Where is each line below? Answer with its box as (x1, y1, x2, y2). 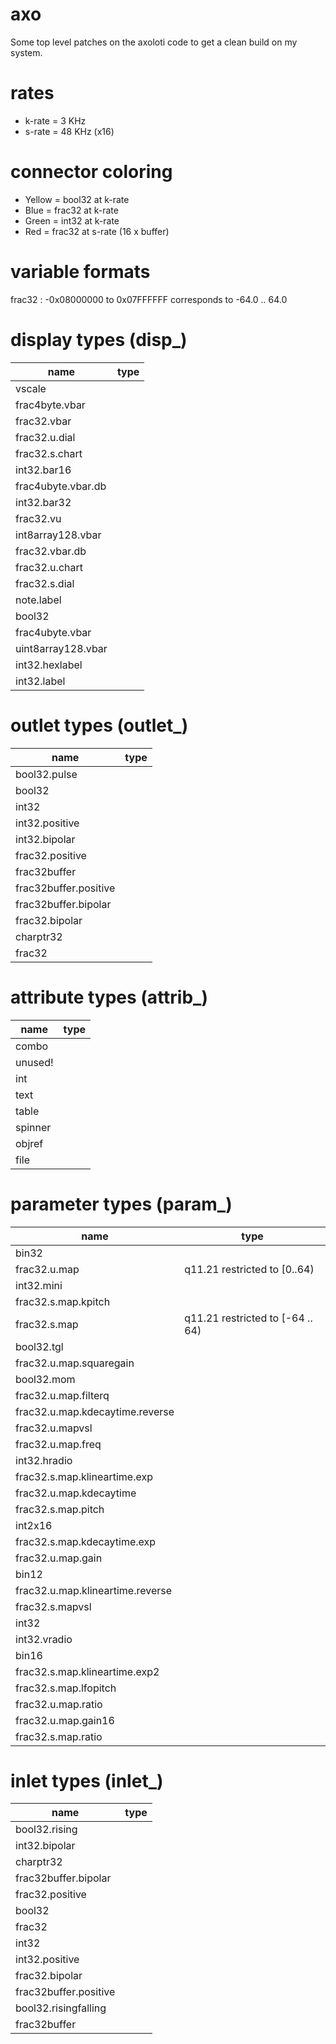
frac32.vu (15, 511, 62, 525)
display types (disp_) (10, 328, 188, 351)
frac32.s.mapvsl (15, 1599, 92, 1613)
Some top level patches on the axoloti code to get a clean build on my (10, 36, 298, 48)
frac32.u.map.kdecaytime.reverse (15, 1404, 175, 1418)
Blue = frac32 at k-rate (24, 204, 119, 216)
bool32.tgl (15, 1339, 64, 1353)
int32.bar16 (15, 463, 72, 477)
